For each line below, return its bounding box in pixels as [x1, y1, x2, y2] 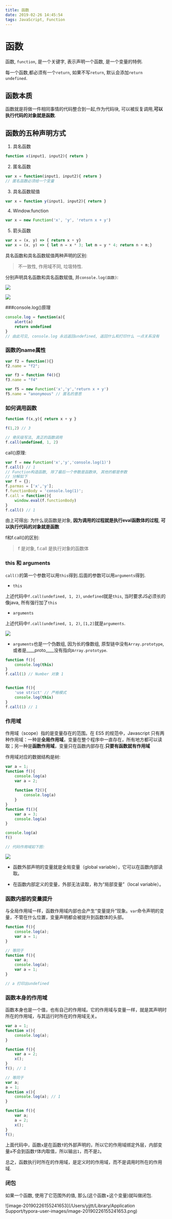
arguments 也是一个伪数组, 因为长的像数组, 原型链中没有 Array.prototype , [12, 641, 164, 647]
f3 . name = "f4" [5, 377, 38, 383]
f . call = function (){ [5, 493, 52, 498]
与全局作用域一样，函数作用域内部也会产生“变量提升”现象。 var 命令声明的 [5, 908, 160, 914]
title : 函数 [5, 7, 29, 13]
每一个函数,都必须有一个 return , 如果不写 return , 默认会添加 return [5, 70, 143, 76]
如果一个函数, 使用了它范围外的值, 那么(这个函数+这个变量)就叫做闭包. [5, 1192, 153, 1199]
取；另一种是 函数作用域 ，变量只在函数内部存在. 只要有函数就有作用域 [5, 743, 150, 749]
